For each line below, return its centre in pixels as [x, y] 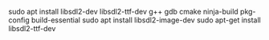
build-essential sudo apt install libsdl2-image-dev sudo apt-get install [146, 20]
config [19, 20]
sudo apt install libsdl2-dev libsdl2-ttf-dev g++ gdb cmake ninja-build [123, 12]
